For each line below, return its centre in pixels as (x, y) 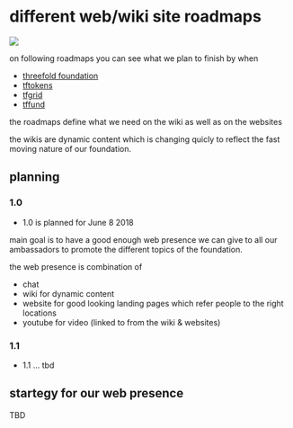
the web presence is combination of (76, 266)
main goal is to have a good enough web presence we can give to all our (143, 239)
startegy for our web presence (97, 393)
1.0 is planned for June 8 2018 (78, 222)
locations (39, 313)
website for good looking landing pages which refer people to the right (153, 303)
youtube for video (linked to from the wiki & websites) (121, 322)
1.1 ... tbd (38, 365)
